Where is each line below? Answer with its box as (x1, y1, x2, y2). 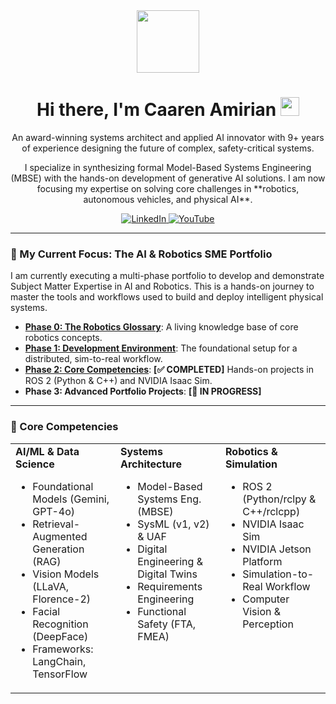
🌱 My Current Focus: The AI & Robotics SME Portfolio (10, 247, 273, 261)
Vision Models (32, 567, 100, 581)
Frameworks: (32, 642, 94, 656)
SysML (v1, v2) (137, 517, 210, 531)
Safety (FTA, (137, 617, 197, 631)
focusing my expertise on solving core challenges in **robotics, (36, 182, 300, 194)
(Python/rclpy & (242, 492, 317, 506)
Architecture (120, 457, 182, 471)
